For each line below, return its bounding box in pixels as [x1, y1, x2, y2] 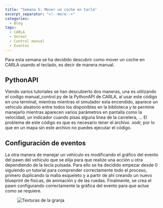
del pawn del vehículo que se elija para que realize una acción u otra [5, 157, 143, 163]
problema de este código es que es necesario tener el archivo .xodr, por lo [5, 120, 155, 125]
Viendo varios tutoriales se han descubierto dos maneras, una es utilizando [5, 88, 157, 95]
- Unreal [9, 35, 27, 39]
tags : [5, 25, 16, 30]
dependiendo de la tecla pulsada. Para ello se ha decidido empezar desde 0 [5, 162, 158, 168]
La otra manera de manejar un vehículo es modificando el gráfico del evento [5, 152, 159, 158]
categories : [5, 16, 29, 21]
